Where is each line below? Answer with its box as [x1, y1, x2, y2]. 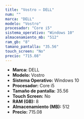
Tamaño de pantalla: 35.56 [12, 88, 69, 94]
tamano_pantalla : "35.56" [5, 44, 59, 49]
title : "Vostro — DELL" [5, 7, 55, 12]
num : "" [5, 12, 21, 17]
